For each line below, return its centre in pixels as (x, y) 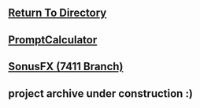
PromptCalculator (53, 40)
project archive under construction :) (100, 93)
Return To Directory (57, 13)
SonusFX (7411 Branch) (66, 67)
